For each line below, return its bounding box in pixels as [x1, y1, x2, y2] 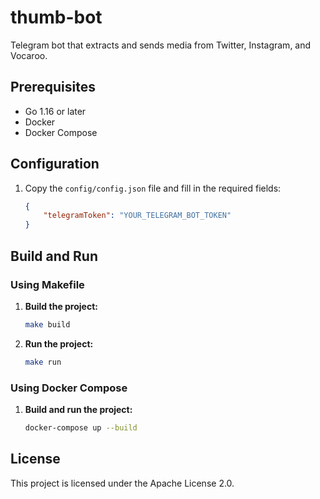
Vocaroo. [10, 49, 48, 61]
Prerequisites [10, 79, 96, 96]
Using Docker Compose [10, 381, 128, 395]
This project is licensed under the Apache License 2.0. [10, 477, 235, 489]
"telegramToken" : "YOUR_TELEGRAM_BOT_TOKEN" [43, 211, 232, 221]
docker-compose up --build [24, 422, 138, 433]
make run [24, 357, 62, 367]
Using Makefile [10, 277, 85, 291]
